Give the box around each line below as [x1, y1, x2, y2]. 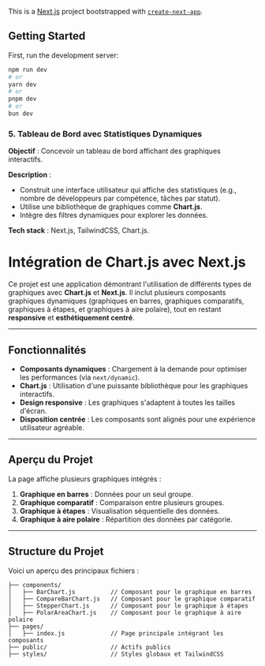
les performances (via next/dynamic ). [19, 372, 140, 382]
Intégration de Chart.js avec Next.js [8, 253, 246, 271]
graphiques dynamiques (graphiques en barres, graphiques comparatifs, [8, 296, 244, 306]
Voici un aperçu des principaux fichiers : [8, 566, 140, 575]
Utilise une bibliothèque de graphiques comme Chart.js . [19, 202, 203, 211]
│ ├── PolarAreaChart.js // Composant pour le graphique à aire [8, 608, 242, 616]
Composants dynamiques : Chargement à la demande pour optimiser [19, 364, 248, 373]
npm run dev [8, 65, 47, 73]
